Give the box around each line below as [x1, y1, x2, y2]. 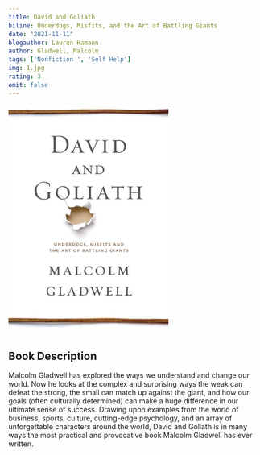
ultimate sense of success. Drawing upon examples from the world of [8, 405, 239, 415]
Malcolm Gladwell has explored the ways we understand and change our [8, 370, 250, 380]
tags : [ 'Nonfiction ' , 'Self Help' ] [8, 56, 131, 64]
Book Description [8, 350, 97, 363]
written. [8, 439, 34, 449]
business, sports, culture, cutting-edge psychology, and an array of [8, 413, 233, 423]
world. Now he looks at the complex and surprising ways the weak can [8, 379, 243, 389]
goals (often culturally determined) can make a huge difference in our [8, 396, 239, 406]
